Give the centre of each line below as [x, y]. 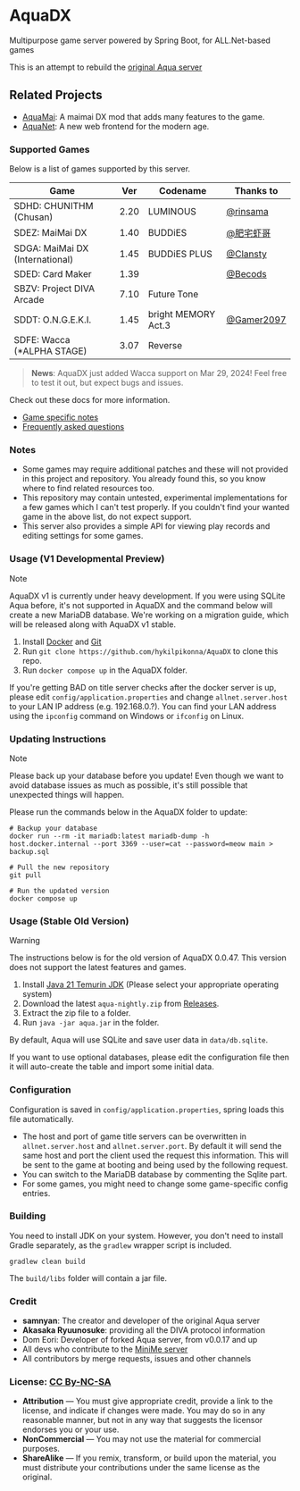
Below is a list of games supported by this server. [100, 169]
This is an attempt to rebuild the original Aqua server [106, 67]
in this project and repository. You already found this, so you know [144, 479]
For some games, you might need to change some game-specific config [155, 1184]
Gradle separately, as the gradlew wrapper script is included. [121, 1245]
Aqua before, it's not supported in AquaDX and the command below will [141, 605]
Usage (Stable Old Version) [69, 921]
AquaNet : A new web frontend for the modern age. [116, 126]
